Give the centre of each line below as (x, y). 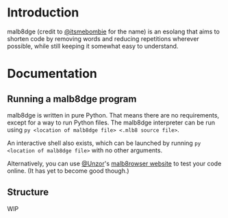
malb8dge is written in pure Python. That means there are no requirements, (113, 115)
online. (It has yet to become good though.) (68, 171)
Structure (28, 192)
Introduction (43, 13)
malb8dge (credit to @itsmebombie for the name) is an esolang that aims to (114, 31)
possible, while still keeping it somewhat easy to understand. (93, 46)
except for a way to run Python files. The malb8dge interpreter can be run (111, 122)
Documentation (52, 74)
